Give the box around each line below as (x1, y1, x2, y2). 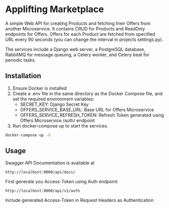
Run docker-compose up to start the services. (12, 122, 108, 129)
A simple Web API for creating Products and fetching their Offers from (5, 20, 150, 26)
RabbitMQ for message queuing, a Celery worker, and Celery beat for (5, 52, 150, 58)
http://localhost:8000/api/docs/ (5, 170, 76, 175)
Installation (5, 72, 41, 80)
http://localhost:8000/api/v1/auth (5, 188, 80, 193)
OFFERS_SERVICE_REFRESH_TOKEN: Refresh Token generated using (20, 112, 164, 118)
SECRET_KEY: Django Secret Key (20, 101, 89, 107)
